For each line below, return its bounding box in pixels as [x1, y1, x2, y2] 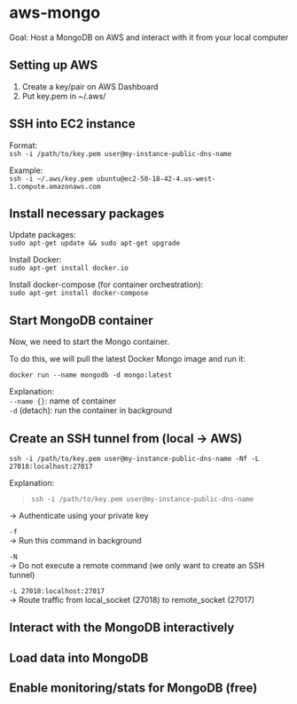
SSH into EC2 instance [9, 116, 136, 131]
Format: [9, 140, 38, 151]
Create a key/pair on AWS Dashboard [21, 81, 159, 91]
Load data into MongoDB [9, 650, 149, 665]
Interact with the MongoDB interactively [9, 620, 235, 636]
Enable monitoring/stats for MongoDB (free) [9, 681, 258, 696]
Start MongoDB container [9, 313, 153, 328]
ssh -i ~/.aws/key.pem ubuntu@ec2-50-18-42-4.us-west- [9, 174, 216, 184]
